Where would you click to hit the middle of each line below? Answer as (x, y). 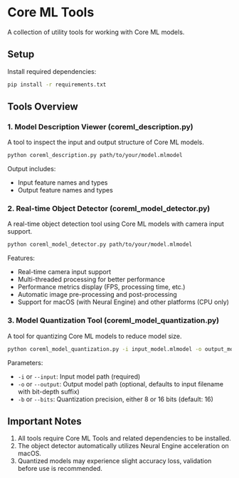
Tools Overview (43, 107)
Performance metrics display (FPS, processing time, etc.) (101, 287)
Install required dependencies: (52, 71)
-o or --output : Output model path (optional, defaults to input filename (121, 384)
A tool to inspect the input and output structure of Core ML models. (106, 142)
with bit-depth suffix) (48, 391)
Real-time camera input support (64, 272)
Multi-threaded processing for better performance (91, 279)
